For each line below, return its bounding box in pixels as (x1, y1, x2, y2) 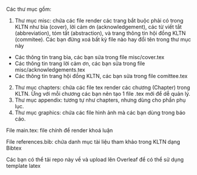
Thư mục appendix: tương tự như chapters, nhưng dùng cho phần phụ (14, 96, 186, 103)
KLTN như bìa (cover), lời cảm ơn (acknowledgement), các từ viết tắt (14, 24, 182, 30)
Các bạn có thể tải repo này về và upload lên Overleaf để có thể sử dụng (6, 156, 184, 163)
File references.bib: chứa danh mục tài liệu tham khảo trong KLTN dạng (6, 138, 180, 145)
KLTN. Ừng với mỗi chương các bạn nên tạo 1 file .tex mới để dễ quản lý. (14, 90, 191, 97)
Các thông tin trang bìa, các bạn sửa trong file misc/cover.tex (14, 54, 165, 60)
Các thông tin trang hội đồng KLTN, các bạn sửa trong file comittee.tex (14, 73, 188, 79)
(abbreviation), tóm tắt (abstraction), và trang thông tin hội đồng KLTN (14, 30, 186, 37)
